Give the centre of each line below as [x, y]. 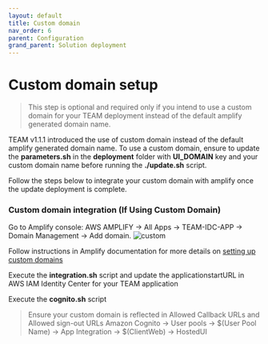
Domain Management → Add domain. [70, 236]
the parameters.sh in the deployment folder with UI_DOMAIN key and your [133, 157]
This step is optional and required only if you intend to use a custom [140, 107]
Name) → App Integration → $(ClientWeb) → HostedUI [118, 332]
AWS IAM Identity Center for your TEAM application [93, 284]
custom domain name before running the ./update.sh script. [108, 166]
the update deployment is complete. [68, 190]
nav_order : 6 [30, 30]
